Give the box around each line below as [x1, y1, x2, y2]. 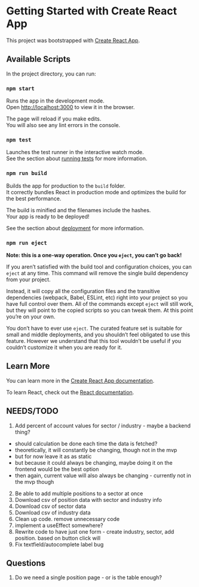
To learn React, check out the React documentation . [6, 389, 134, 396]
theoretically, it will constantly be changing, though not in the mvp [14, 446, 177, 453]
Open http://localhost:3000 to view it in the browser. [6, 104, 135, 111]
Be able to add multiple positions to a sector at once [14, 490, 143, 497]
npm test [6, 136, 32, 143]
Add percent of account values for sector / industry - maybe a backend [14, 422, 191, 429]
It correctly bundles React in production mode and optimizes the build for [6, 188, 186, 195]
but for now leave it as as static [14, 453, 92, 460]
